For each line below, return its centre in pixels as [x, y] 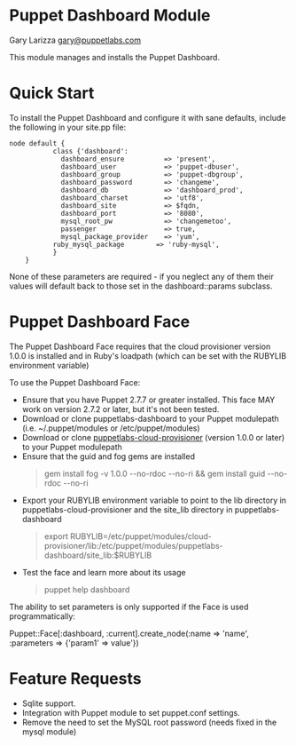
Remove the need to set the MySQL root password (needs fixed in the [149, 722]
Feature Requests [75, 679]
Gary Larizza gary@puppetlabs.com [75, 40]
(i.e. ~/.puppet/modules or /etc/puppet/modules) [111, 428]
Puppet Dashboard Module [110, 16]
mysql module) [49, 731]
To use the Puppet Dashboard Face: [75, 382]
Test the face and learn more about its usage [104, 572]
